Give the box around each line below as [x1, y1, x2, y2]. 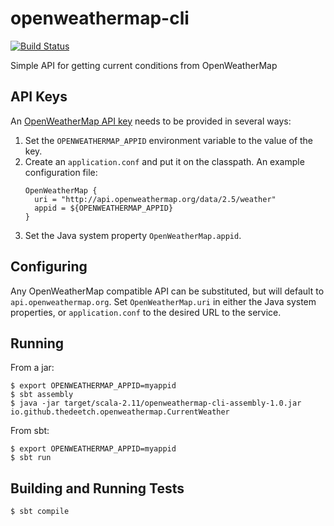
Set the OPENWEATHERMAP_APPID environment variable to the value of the [24, 134, 314, 146]
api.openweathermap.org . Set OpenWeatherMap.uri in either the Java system [10, 295, 317, 307]
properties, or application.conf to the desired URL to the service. [10, 306, 282, 318]
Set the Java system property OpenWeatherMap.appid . [24, 229, 242, 241]
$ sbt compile [10, 507, 70, 517]
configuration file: [24, 166, 98, 178]
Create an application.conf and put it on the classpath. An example [24, 155, 305, 167]
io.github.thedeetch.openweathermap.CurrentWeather [10, 407, 230, 417]
